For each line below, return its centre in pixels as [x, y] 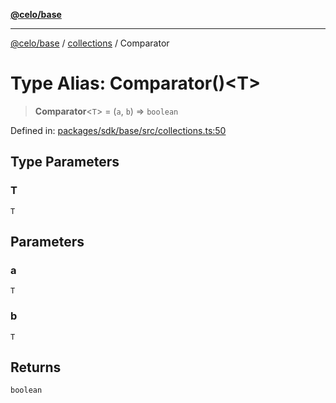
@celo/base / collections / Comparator [90, 43]
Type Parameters [65, 162]
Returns [36, 367]
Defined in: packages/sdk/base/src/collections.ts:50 [118, 130]
